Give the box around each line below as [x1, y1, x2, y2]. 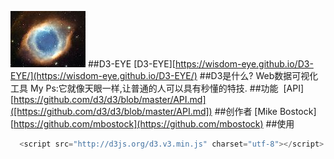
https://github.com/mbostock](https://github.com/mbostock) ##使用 [13, 118, 295, 130]
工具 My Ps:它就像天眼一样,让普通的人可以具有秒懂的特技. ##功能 [10, 82, 279, 94]
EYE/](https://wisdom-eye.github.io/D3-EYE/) [10, 70, 198, 81]
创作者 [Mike [225, 106, 278, 117]
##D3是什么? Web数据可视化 [199, 70, 319, 81]
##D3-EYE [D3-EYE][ [87, 58, 176, 70]
